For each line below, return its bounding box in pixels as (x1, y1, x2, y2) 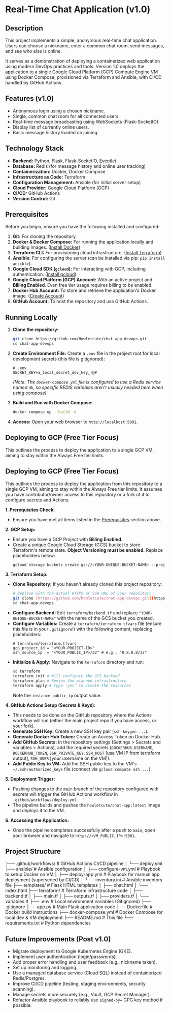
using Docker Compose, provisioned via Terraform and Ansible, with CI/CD (5, 74, 162, 80)
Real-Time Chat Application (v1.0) (5, 4, 151, 15)
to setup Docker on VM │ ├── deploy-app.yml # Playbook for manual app (5, 871, 160, 878)
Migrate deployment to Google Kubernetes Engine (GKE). (12, 948, 132, 955)
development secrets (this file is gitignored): (12, 356, 105, 362)
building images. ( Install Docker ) (12, 244, 80, 250)
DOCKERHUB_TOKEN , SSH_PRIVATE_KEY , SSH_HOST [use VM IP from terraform (12, 750, 161, 756)
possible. (12, 1002, 32, 1008)
